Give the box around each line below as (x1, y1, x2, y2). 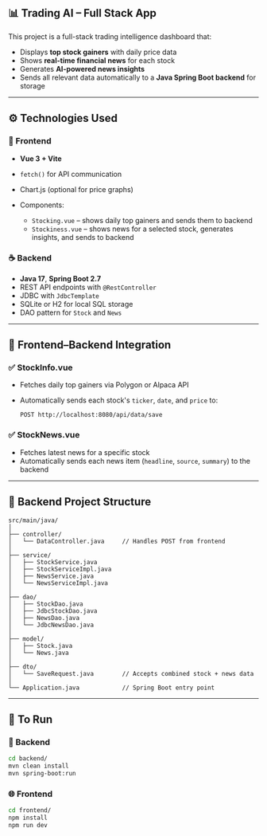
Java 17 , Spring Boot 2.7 (19, 273, 102, 283)
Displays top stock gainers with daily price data (19, 47, 177, 57)
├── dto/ (8, 662, 37, 671)
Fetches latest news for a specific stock (19, 447, 150, 457)
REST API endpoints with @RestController (19, 282, 157, 292)
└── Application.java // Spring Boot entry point (8, 684, 215, 692)
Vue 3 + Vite (19, 154, 62, 163)
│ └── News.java (8, 649, 69, 657)
